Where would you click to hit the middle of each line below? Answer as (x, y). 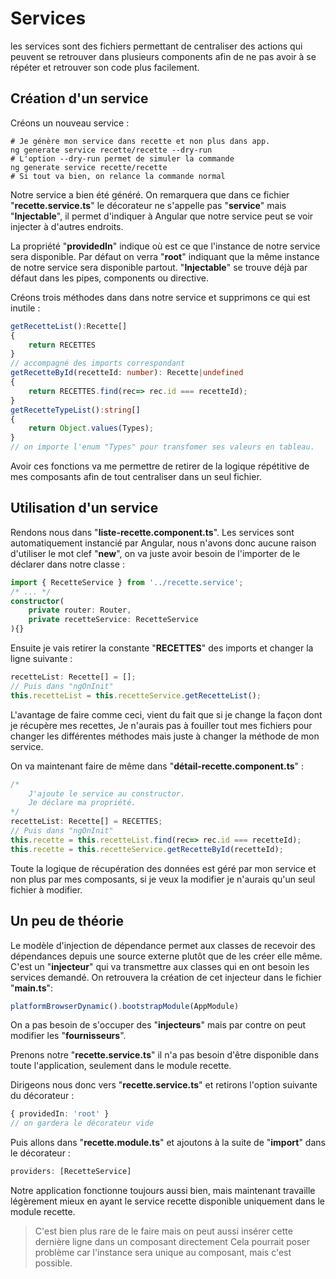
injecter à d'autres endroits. (67, 226)
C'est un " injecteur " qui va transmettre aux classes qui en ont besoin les (160, 966)
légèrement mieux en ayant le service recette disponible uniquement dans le (168, 1201)
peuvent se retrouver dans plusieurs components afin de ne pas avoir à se (163, 56)
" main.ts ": (32, 988)
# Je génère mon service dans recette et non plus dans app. (140, 141)
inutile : (25, 308)
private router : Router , (80, 610)
